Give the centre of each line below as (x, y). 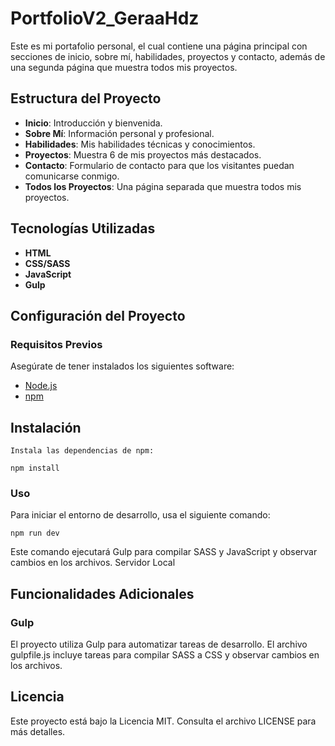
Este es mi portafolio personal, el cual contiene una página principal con (159, 46)
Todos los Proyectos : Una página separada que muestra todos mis (163, 186)
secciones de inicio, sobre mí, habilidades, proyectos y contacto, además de (168, 56)
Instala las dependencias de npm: (82, 451)
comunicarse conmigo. (72, 176)
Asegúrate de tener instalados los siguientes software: (122, 366)
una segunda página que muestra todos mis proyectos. (124, 67)
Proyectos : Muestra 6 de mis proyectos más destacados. (143, 154)
